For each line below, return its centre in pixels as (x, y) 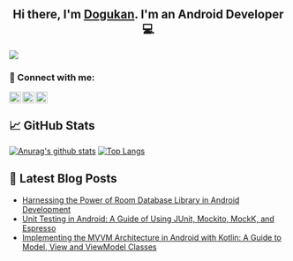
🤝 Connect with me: (52, 77)
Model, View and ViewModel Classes (89, 247)
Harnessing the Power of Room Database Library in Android (131, 200)
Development (46, 209)
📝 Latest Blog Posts (63, 179)
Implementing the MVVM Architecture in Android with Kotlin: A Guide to (152, 237)
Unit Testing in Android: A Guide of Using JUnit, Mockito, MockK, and (148, 219)
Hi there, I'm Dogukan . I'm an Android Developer (148, 15)
